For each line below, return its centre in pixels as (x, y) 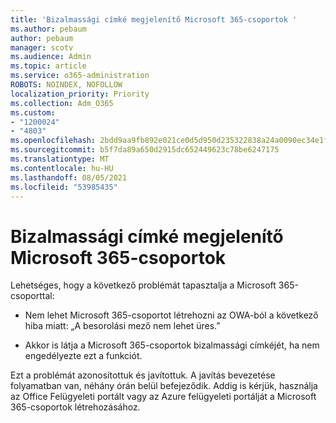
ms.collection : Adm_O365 (62, 103)
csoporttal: (32, 296)
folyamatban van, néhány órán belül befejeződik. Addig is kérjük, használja (164, 386)
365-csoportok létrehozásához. (75, 407)
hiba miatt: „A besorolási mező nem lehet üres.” (122, 326)
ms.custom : (33, 112)
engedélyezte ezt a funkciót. (83, 356)
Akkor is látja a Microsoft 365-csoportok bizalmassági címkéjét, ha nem (172, 345)
